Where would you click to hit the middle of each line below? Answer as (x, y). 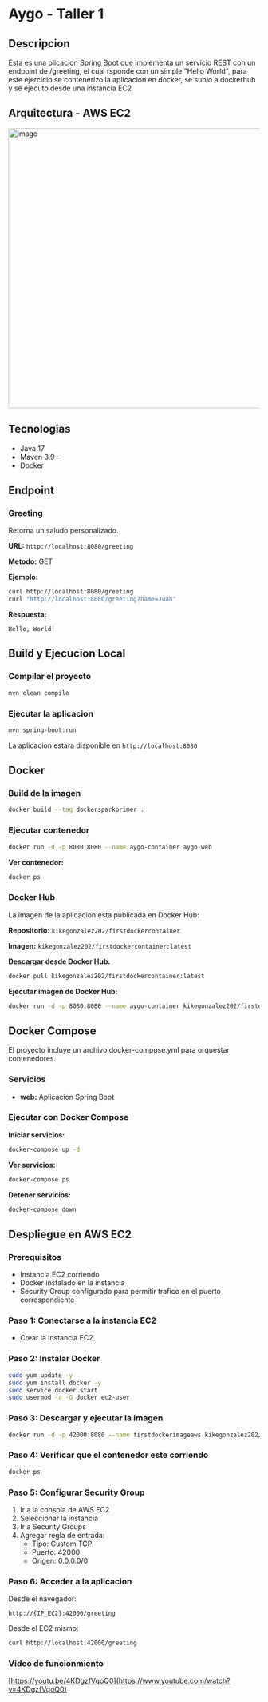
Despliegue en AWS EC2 (70, 1234)
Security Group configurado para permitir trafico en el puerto (120, 1292)
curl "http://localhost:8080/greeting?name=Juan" (93, 599)
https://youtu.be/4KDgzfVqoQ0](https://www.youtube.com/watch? (120, 1681)
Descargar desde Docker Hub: (59, 961)
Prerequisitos (35, 1257)
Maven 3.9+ (39, 457)
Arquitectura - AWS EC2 (70, 113)
